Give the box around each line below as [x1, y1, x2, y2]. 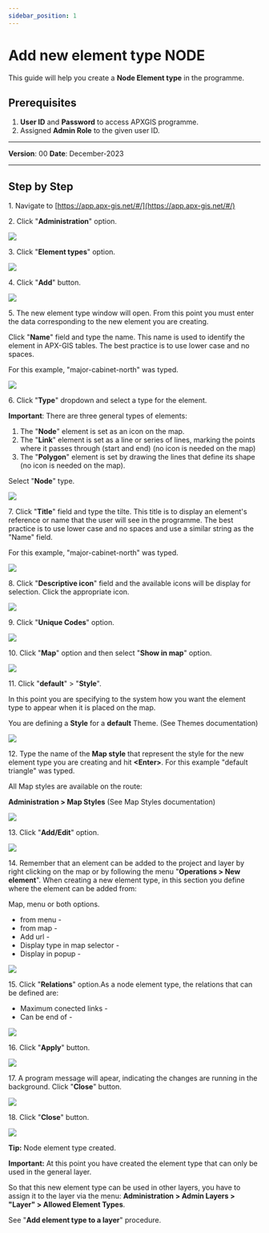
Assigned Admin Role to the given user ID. [19, 126, 160, 136]
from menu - [19, 915, 62, 925]
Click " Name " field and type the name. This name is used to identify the [8, 332, 246, 342]
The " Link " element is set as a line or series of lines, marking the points [19, 435, 256, 445]
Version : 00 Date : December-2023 [8, 149, 124, 159]
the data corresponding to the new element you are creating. [8, 317, 209, 327]
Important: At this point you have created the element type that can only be [8, 1158, 259, 1168]
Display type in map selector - [19, 940, 120, 951]
